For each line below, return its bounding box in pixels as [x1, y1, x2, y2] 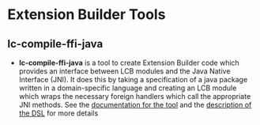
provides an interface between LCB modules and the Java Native [18, 66, 231, 76]
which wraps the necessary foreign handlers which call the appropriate [18, 92, 251, 100]
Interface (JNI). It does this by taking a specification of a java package [18, 75, 248, 84]
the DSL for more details [18, 108, 99, 118]
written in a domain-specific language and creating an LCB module [18, 83, 237, 93]
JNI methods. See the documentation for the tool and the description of [18, 100, 252, 109]
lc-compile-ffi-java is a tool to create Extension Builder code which [18, 58, 240, 67]
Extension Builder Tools [7, 6, 166, 24]
